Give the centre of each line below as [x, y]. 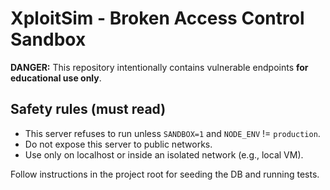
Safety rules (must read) [88, 109]
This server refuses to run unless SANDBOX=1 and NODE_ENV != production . [172, 133]
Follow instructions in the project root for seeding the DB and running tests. [165, 174]
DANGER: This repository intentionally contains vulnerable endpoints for [159, 67]
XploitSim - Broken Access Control [157, 18]
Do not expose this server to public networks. [118, 144]
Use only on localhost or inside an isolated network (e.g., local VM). [164, 154]
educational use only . [56, 78]
